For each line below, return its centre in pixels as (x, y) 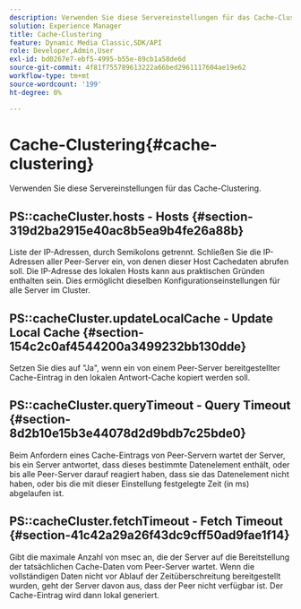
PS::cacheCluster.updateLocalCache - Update (141, 318)
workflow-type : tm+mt (50, 76)
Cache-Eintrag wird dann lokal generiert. (84, 595)
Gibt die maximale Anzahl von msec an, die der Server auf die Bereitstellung (150, 557)
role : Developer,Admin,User (62, 51)
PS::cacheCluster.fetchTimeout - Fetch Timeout (146, 522)
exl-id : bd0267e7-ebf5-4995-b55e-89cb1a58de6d (98, 59)
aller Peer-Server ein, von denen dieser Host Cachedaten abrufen (168, 262)
